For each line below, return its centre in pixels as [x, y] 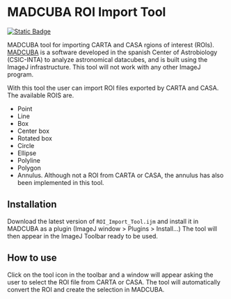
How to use [32, 258]
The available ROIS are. [41, 95]
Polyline [29, 160]
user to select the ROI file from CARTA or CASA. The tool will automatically [114, 282]
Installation [32, 205]
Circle [26, 145]
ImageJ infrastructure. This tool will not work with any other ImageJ [104, 67]
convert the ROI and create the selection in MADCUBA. [86, 289]
